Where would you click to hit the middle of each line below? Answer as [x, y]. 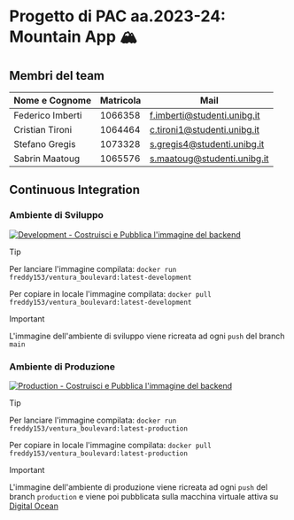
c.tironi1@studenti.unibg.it [204, 130]
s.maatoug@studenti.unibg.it [209, 159]
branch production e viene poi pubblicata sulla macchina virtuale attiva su [144, 496]
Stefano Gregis [45, 144]
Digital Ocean [34, 506]
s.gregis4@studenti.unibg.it [207, 144]
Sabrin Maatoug [47, 159]
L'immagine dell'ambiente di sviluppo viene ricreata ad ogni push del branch [147, 336]
